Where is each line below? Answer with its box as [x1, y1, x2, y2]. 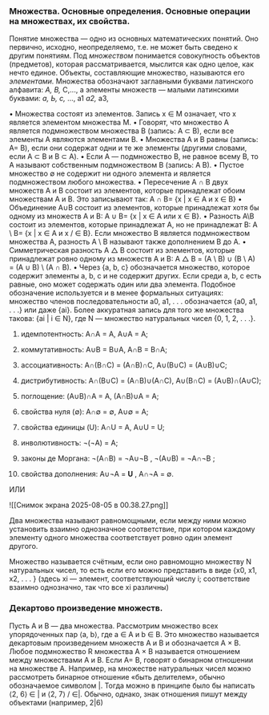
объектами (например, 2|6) [9, 697, 103, 707]
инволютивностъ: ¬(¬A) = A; [20, 438, 118, 448]
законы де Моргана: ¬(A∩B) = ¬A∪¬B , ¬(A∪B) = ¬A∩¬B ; [20, 453, 215, 463]
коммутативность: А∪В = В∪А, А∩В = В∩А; [20, 345, 167, 355]
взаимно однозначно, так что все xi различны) [9, 583, 169, 592]
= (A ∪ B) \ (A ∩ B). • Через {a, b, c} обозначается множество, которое [9, 262, 251, 272]
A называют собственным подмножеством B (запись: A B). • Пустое [9, 160, 245, 170]
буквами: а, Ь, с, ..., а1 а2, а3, [9, 94, 109, 104]
